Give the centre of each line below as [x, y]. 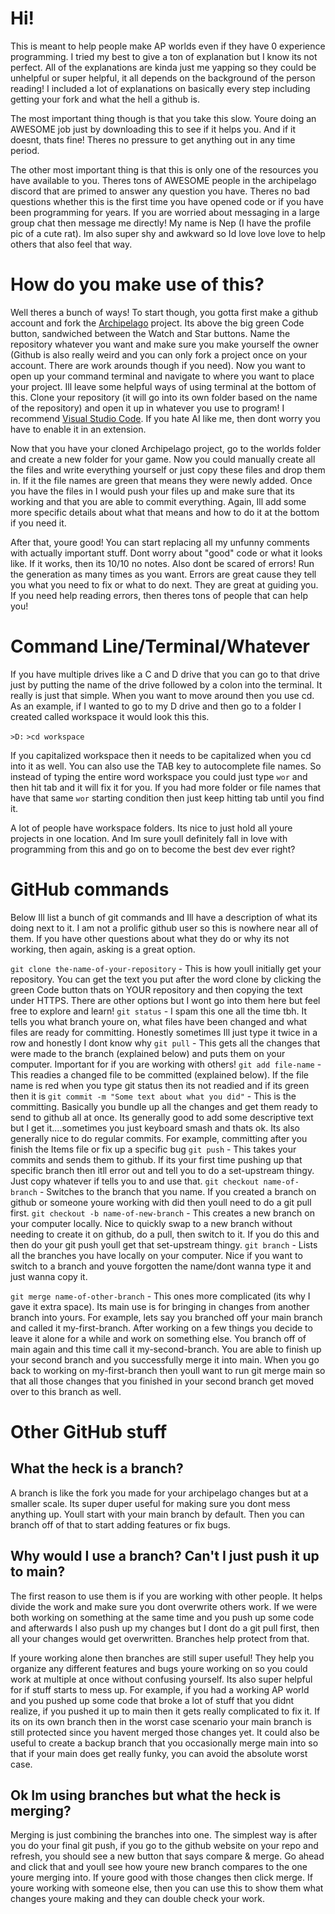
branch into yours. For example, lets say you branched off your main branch [166, 1317]
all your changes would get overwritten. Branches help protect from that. [160, 1638]
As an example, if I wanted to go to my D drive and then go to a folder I [156, 706]
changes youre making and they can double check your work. [137, 1899]
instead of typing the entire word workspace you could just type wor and [159, 776]
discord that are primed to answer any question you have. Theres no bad [160, 191]
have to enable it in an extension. [78, 429]
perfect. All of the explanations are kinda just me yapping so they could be [163, 67]
